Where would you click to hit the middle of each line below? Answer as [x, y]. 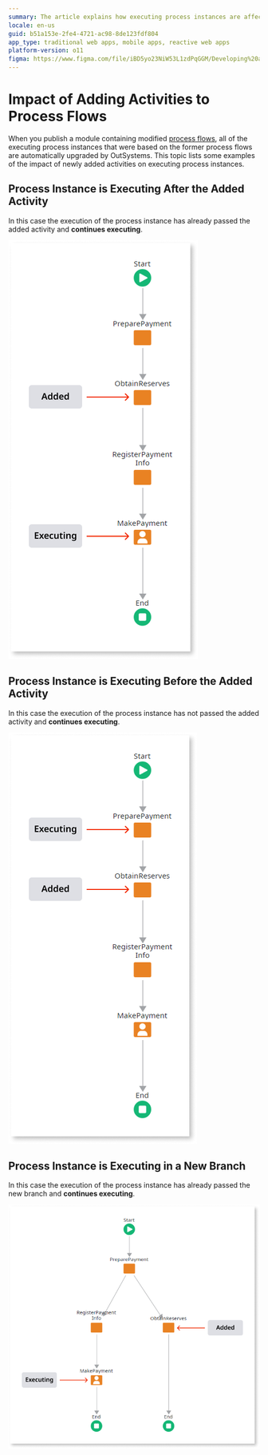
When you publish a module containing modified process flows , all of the [128, 138]
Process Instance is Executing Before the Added [130, 681]
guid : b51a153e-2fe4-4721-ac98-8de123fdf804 [83, 34]
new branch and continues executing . [72, 1194]
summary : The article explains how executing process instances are [124, 17]
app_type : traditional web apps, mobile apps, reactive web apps [119, 42]
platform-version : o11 [46, 51]
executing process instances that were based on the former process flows [130, 147]
